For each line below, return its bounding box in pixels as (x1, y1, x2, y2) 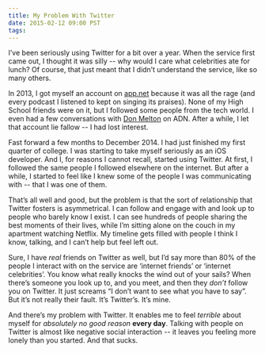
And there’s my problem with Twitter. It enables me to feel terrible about (8, 310, 241, 320)
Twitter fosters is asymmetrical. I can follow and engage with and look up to (8, 204, 255, 213)
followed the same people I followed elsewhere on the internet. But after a (8, 163, 249, 173)
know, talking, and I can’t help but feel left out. (8, 237, 159, 247)
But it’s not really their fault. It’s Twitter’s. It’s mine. (8, 295, 172, 305)
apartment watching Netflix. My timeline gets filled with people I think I (8, 229, 238, 239)
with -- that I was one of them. (8, 180, 108, 190)
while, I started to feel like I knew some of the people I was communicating (8, 171, 252, 181)
